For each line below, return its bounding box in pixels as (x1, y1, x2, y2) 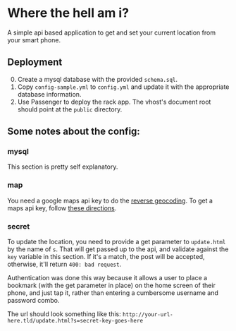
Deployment (7, 56, 63, 68)
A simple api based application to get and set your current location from (7, 28, 216, 37)
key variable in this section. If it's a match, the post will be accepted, (7, 253, 205, 261)
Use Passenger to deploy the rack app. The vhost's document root (17, 97, 211, 106)
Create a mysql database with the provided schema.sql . (17, 75, 178, 83)
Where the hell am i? (7, 5, 129, 21)
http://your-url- (122, 311, 174, 318)
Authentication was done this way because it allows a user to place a (7, 274, 208, 282)
